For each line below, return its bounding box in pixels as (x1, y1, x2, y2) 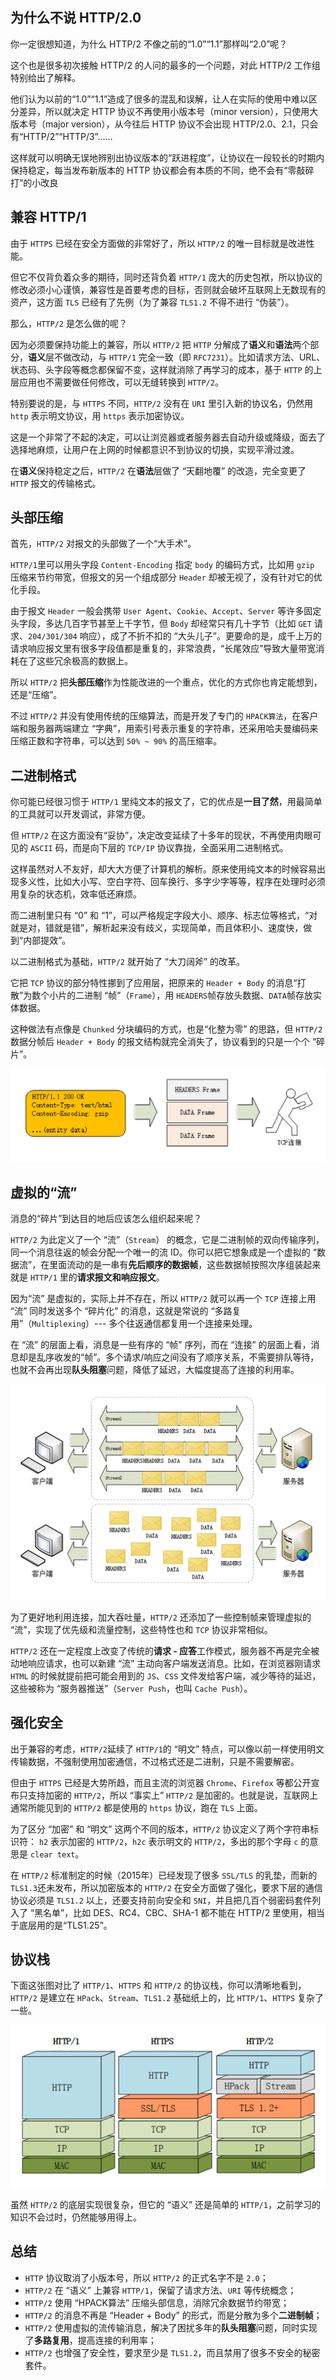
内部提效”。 (23, 934, 72, 947)
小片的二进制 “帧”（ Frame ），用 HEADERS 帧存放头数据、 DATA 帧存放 (49, 989, 313, 1002)
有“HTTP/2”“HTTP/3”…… (10, 130, 113, 142)
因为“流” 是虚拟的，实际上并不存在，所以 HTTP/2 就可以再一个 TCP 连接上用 (10, 1293, 317, 1305)
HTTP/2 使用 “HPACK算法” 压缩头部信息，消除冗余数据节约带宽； (24, 2296, 290, 2308)
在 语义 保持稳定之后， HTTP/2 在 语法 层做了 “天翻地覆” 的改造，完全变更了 (10, 464, 307, 477)
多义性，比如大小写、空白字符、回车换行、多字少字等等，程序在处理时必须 (18, 876, 326, 888)
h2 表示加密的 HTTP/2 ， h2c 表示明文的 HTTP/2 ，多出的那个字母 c (38, 1835, 299, 1847)
